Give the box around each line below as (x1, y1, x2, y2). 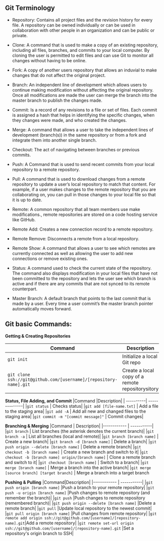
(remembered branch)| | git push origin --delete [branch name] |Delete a (5, 500, 156, 506)
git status (26, 404, 49, 409)
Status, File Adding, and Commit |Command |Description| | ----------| (5, 398, 147, 403)
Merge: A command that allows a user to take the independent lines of (12, 127, 154, 133)
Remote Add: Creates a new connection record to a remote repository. (12, 226, 154, 232)
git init (7, 356, 28, 362)
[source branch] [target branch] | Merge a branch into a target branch (5, 470, 150, 475)
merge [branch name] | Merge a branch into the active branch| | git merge (5, 465, 151, 470)
